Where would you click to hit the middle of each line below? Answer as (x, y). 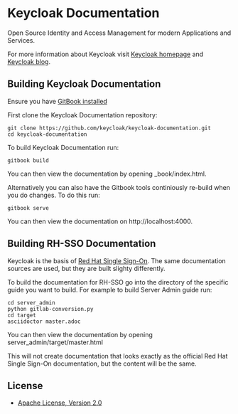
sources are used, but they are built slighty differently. (86, 268)
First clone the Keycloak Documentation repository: (82, 115)
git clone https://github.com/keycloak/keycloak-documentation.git (109, 128)
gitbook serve (28, 208)
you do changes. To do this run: (54, 195)
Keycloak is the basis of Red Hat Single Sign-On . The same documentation (117, 260)
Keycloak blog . (29, 61)
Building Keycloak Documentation (84, 84)
